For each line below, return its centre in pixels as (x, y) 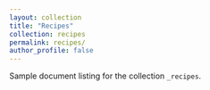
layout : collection (46, 17)
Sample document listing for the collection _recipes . (105, 76)
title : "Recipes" (42, 26)
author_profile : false (51, 51)
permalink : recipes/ (48, 42)
